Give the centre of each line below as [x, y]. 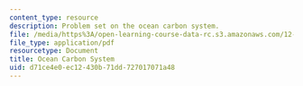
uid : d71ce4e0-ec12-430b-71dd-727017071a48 [92, 68]
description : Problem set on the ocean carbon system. [115, 26]
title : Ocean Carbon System [62, 59]
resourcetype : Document [54, 51]
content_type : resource [54, 17]
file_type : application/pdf [62, 43]
